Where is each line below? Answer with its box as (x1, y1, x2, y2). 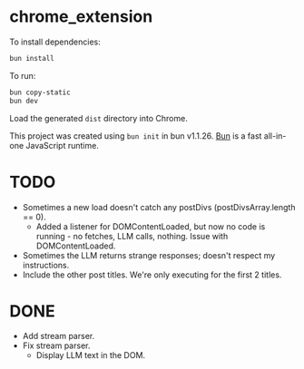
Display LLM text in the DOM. (35, 350, 146, 361)
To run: (9, 70, 36, 81)
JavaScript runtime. (25, 140, 100, 151)
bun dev (9, 96, 39, 105)
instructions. (22, 259, 70, 270)
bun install (9, 53, 54, 63)
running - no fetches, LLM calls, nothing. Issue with (35, 230, 229, 241)
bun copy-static (9, 88, 71, 97)
